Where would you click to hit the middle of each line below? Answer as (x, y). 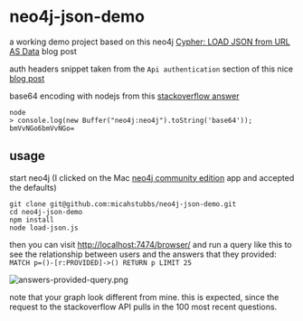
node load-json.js (44, 228)
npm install (32, 220)
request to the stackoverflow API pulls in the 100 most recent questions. (143, 307)
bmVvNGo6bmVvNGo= (42, 128)
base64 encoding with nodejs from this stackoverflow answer (124, 96)
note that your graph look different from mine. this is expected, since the (144, 297)
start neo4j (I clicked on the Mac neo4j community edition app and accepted (152, 177)
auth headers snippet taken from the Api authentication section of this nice (151, 69)
